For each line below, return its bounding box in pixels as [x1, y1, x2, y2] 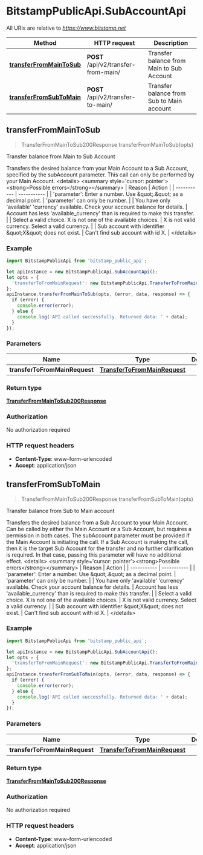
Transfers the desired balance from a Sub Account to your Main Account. [6, 518, 189, 526]
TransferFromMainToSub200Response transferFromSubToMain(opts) [21, 495, 193, 503]
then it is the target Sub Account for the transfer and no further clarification [6, 545, 194, 552]
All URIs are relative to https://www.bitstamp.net [6, 24, 126, 32]
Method [33, 38, 57, 47]
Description [153, 38, 188, 47]
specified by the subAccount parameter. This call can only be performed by [6, 171, 195, 178]
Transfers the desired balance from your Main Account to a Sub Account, [6, 164, 189, 172]
